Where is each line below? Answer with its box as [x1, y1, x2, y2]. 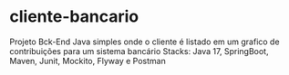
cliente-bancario [9, 6, 139, 27]
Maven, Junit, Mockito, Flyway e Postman [9, 55, 166, 66]
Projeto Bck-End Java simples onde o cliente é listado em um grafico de [9, 36, 280, 47]
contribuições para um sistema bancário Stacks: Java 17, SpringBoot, [9, 45, 269, 56]
